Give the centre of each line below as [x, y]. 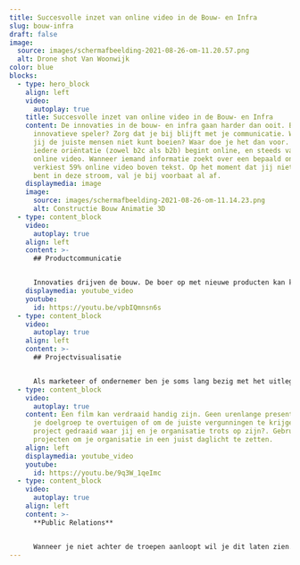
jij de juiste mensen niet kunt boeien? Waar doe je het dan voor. [161, 142]
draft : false [33, 34]
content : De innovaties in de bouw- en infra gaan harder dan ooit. [155, 126]
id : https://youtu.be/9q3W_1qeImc [97, 473]
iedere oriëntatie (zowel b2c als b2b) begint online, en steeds [157, 150]
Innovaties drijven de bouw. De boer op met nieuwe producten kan [159, 282]
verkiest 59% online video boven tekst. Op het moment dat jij [153, 167]
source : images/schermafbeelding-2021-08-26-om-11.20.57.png [133, 51]
